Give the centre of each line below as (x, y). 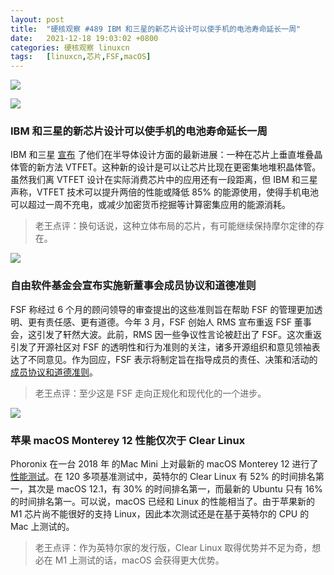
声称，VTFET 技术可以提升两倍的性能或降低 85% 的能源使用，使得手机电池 (164, 192)
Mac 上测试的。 (42, 527)
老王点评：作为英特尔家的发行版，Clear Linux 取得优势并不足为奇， (173, 548)
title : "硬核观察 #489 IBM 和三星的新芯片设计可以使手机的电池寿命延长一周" (156, 29)
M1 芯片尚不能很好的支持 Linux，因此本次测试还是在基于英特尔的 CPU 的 (160, 514)
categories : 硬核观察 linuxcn (70, 47)
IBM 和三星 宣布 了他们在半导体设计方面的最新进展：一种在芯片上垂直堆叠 (162, 155)
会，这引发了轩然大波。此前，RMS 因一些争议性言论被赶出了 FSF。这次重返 (166, 334)
